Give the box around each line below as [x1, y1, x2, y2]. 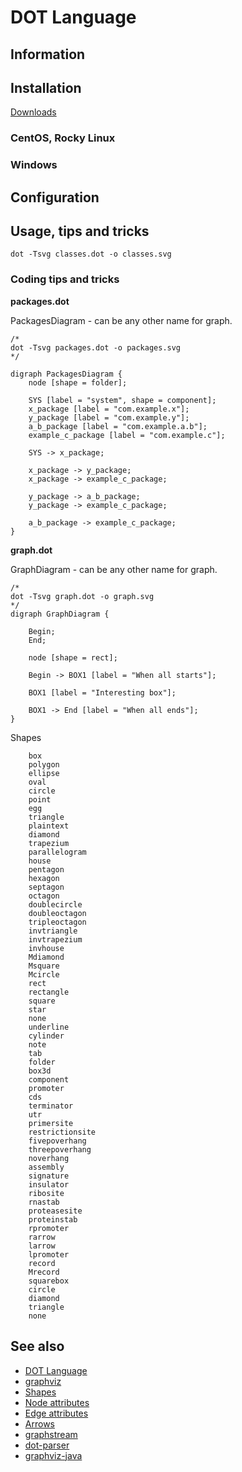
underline [28, 1022, 70, 1032]
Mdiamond [28, 952, 65, 962]
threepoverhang [28, 1144, 92, 1155]
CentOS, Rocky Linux [10, 131, 116, 145]
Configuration [10, 189, 100, 206]
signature [28, 1171, 70, 1181]
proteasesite [28, 1206, 83, 1216]
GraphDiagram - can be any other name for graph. [10, 563, 218, 575]
